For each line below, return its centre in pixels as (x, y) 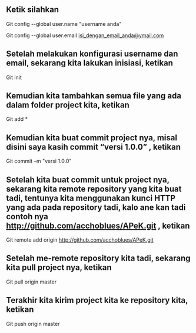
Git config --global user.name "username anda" (64, 24)
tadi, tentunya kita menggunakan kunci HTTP (91, 198)
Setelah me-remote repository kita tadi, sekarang (98, 258)
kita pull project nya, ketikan (59, 268)
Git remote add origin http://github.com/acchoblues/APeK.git (80, 240)
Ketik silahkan (33, 10)
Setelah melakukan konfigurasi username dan (92, 54)
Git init (14, 77)
